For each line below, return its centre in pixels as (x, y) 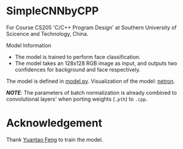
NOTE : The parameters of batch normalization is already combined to (91, 92)
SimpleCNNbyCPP (52, 11)
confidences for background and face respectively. (78, 69)
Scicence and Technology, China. (47, 33)
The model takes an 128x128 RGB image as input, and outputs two (96, 63)
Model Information (29, 45)
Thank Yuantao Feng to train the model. (55, 139)
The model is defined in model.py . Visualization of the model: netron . (91, 81)
